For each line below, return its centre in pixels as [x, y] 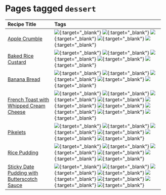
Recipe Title [22, 24]
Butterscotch [23, 179]
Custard [17, 62]
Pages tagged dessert [51, 9]
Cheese [17, 112]
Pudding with [23, 173]
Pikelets [17, 132]
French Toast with [28, 99]
